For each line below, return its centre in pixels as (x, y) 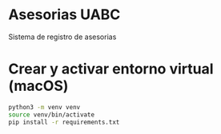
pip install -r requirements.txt (64, 122)
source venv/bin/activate (51, 114)
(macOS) (38, 86)
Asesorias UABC (64, 15)
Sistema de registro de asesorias (62, 37)
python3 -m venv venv (44, 107)
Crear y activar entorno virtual (111, 69)
